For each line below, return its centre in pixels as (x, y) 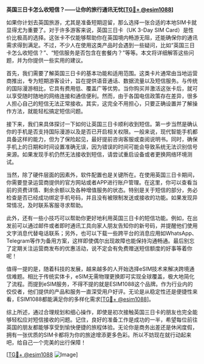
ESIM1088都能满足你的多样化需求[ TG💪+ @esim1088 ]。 (86, 299)
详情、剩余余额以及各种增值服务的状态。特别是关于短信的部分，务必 (112, 190)
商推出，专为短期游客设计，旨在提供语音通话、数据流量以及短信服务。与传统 (102, 81)
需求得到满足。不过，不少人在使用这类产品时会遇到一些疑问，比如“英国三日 (101, 45)
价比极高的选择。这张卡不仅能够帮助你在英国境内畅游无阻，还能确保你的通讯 (102, 38)
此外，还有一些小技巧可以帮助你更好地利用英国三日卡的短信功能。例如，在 (99, 218)
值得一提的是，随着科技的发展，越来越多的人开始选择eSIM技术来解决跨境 (98, 269)
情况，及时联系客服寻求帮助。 (49, 205)
